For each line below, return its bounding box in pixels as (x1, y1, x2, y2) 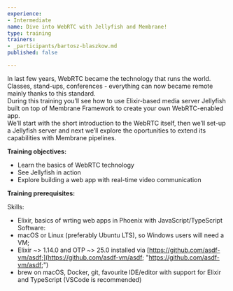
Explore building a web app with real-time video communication (17, 175, 202, 184)
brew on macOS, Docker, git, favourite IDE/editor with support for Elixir (17, 268, 222, 276)
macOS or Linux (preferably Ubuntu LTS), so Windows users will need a (17, 231, 225, 239)
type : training (7, 29, 52, 37)
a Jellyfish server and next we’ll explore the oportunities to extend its (7, 126, 206, 135)
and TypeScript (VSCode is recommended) (17, 275, 142, 283)
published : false (7, 50, 58, 57)
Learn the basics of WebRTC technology (17, 161, 135, 169)
